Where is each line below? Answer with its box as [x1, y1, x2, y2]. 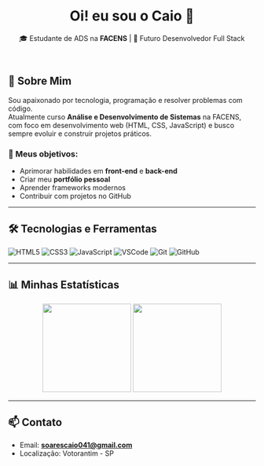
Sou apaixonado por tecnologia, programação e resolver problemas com [8, 95, 244, 105]
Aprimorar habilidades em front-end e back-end [19, 167, 178, 176]
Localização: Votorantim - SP [19, 449, 114, 458]
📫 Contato [8, 416, 63, 429]
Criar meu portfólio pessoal [19, 174, 111, 184]
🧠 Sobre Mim [8, 75, 72, 88]
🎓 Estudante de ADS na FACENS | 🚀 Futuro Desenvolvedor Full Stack [19, 33, 245, 42]
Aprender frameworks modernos [19, 183, 126, 193]
